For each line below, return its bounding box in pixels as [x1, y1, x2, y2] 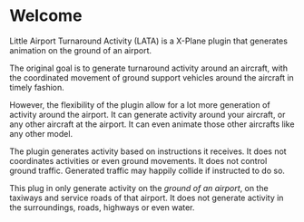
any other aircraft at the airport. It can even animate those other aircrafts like [9, 119, 295, 130]
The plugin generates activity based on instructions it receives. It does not [9, 146, 288, 157]
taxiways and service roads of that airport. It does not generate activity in [9, 192, 284, 203]
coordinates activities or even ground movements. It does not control [9, 155, 268, 166]
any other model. [9, 128, 74, 139]
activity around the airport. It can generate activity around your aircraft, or [9, 109, 286, 120]
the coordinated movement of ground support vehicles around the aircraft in [9, 72, 295, 82]
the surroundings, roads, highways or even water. [9, 201, 195, 213]
